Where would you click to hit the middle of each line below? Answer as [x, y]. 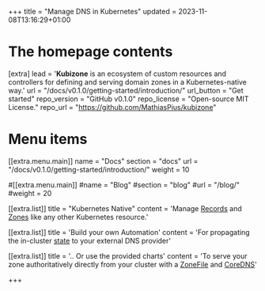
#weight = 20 [30, 193]
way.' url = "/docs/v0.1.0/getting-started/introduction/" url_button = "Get [126, 90]
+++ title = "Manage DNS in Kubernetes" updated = [92, 11]
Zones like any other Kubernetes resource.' [78, 217]
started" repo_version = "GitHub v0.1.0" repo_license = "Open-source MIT [129, 99]
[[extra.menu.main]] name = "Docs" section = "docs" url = [103, 161]
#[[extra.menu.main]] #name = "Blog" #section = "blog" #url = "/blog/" [124, 184]
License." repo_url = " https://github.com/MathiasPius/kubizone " [112, 107]
